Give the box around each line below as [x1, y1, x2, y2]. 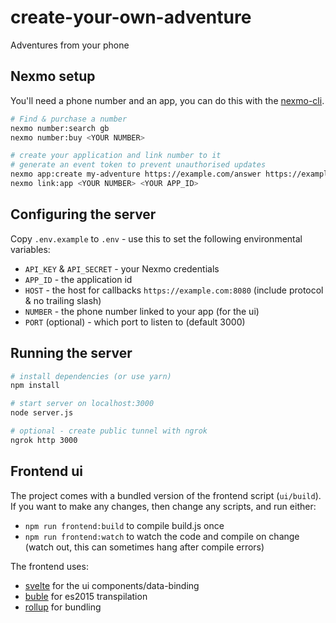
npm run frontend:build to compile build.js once [24, 519, 225, 531]
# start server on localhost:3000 [10, 399, 155, 409]
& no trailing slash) [24, 294, 102, 306]
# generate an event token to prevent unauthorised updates [10, 160, 267, 170]
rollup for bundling [24, 601, 102, 613]
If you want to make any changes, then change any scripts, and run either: [10, 500, 317, 512]
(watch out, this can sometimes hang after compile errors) [24, 541, 265, 553]
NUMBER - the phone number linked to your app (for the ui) [24, 305, 260, 317]
